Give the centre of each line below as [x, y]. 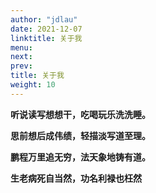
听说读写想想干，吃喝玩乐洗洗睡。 [80, 114]
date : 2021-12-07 [46, 29]
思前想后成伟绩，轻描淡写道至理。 [80, 135]
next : [21, 57]
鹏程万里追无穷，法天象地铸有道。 [80, 157]
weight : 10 [33, 85]
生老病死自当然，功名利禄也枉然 [76, 178]
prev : [21, 66]
